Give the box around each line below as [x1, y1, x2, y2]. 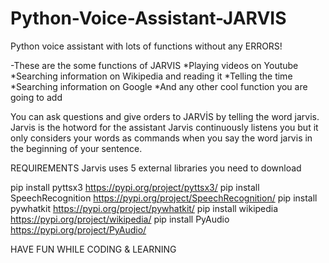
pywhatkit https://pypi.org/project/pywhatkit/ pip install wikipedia [10, 202, 279, 214]
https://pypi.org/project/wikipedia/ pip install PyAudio [10, 213, 230, 225]
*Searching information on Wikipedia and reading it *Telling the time [10, 70, 293, 82]
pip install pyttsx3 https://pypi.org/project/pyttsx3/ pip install [10, 181, 260, 193]
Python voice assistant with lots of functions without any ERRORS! [10, 40, 283, 52]
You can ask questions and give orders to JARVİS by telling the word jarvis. [10, 110, 320, 122]
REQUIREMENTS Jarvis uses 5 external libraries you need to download [10, 162, 302, 174]
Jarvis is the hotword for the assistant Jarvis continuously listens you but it [10, 121, 319, 133]
